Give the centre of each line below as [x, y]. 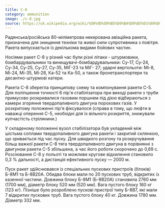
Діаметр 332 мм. [23, 200]
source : [13, 23]
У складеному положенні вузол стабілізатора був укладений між [73, 129]
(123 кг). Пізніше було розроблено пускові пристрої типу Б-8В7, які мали [81, 190]
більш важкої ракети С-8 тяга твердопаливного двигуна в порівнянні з [79, 144]
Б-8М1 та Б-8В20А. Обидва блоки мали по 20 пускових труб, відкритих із [82, 174]
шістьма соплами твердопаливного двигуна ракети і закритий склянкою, [82, 133]
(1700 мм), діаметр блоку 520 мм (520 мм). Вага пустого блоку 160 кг [79, 185]
